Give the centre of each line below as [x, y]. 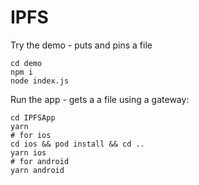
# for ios [31, 135]
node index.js [40, 81]
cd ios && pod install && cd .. [77, 144]
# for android [40, 161]
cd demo [26, 63]
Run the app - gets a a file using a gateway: [100, 99]
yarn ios [28, 152]
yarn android [37, 170]
